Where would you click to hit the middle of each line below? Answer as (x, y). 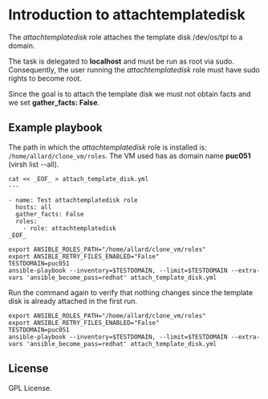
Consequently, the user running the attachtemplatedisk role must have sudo (134, 69)
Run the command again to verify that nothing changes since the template (131, 292)
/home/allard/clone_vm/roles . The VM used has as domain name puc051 (130, 155)
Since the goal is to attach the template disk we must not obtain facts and (130, 93)
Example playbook (55, 128)
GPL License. (30, 388)
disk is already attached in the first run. (73, 301)
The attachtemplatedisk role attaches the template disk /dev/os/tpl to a (126, 37)
